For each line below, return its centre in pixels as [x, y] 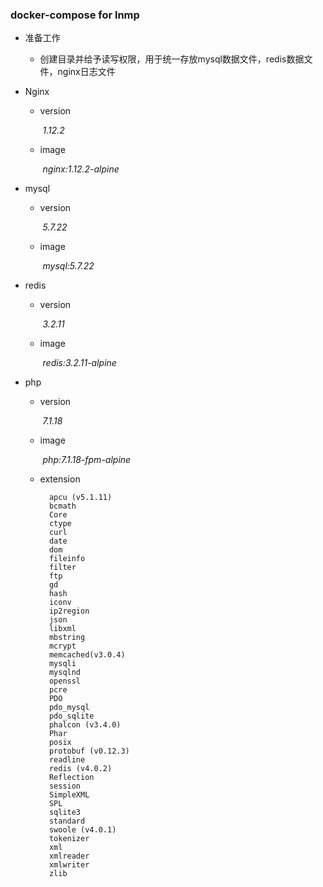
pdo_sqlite [71, 716]
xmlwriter [69, 865]
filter [62, 568]
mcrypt [62, 646]
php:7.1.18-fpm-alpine [87, 460]
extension [60, 479]
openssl [65, 681]
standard [67, 821]
